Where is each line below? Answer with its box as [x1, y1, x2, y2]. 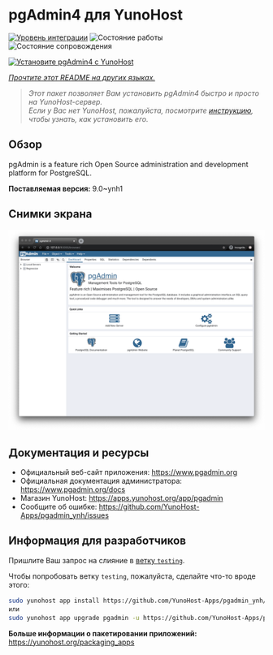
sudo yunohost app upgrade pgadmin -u [8, 614, 140, 622]
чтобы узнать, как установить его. [28, 114, 149, 123]
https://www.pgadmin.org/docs [19, 485, 126, 494]
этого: [8, 580, 30, 589]
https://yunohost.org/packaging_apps [8, 637, 135, 647]
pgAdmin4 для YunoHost [8, 6, 184, 24]
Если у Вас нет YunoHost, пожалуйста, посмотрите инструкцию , [28, 106, 254, 115]
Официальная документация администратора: [19, 476, 183, 486]
